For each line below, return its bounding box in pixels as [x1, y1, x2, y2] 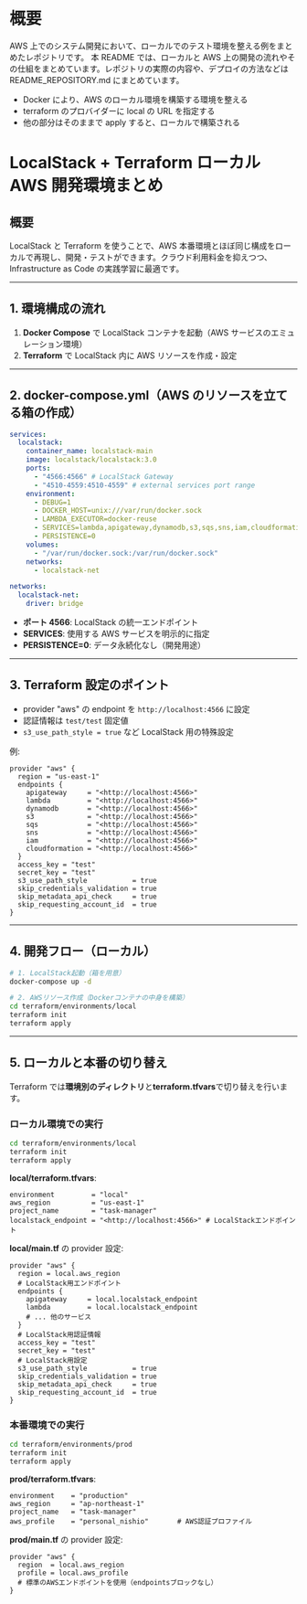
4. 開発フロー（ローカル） [9, 943, 156, 960]
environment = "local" [9, 1190, 129, 1199]
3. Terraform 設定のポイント [9, 677, 170, 693]
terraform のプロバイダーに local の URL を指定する [22, 105, 216, 116]
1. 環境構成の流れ [9, 301, 106, 316]
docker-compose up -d [9, 977, 92, 986]
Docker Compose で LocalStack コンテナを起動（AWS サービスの [22, 326, 271, 338]
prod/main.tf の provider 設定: [9, 1534, 123, 1545]
